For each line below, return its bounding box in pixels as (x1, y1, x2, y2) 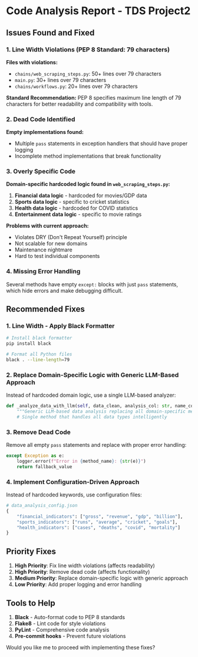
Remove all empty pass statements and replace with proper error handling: (6, 442, 187, 449)
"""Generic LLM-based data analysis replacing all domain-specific (16, 408, 186, 414)
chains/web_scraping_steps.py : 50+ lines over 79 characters (14, 70, 162, 77)
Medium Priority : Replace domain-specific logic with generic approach (14, 574, 189, 582)
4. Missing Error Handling (6, 267, 81, 276)
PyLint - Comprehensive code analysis (14, 626, 110, 633)
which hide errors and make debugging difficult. (6, 287, 123, 294)
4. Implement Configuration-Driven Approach (6, 478, 140, 486)
